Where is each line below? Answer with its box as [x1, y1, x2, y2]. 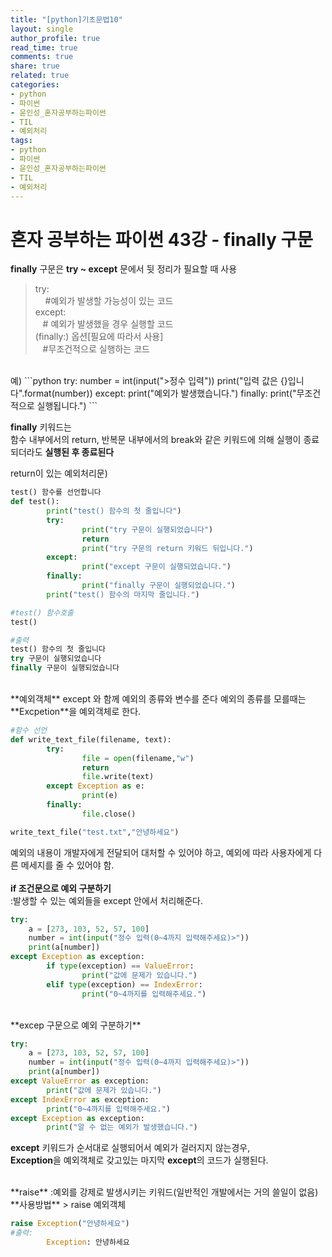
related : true [10, 71, 70, 81]
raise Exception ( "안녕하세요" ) [10, 1219, 130, 1229]
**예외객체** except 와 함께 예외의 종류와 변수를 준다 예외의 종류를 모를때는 [10, 693, 307, 705]
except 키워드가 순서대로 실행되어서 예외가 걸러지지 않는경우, [10, 1142, 251, 1154]
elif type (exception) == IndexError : [46, 979, 203, 990]
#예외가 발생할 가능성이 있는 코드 [44, 295, 174, 307]
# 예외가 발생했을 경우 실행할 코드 [42, 318, 174, 330]
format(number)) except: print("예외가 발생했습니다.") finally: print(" [24, 387, 297, 400]
